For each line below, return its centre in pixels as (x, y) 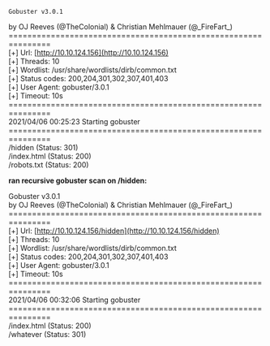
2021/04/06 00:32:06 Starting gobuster (75, 300)
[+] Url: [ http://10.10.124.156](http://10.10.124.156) (88, 52)
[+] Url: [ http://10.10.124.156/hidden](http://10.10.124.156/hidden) (114, 231)
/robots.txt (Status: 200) (49, 165)
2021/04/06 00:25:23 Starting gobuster (74, 121)
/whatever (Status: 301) (47, 334)
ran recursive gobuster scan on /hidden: (78, 180)
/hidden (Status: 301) (43, 147)
